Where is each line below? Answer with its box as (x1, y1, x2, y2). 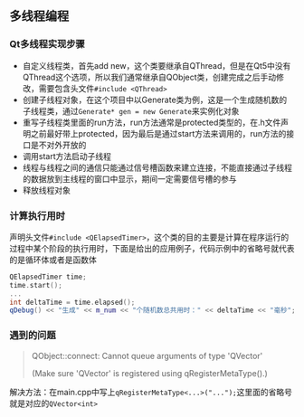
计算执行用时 (9, 209, 66, 222)
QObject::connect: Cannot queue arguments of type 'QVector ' (31, 350, 263, 361)
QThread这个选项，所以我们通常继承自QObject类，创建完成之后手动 (22, 71, 277, 82)
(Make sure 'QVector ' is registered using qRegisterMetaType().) (31, 367, 269, 378)
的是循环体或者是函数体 (9, 254, 97, 265)
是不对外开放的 (30, 139, 87, 150)
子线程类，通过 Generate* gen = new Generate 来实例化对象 (22, 105, 240, 116)
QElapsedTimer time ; (9, 272, 88, 281)
